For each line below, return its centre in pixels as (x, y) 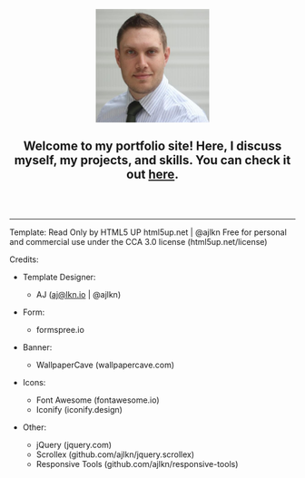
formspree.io (60, 329)
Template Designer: (59, 277)
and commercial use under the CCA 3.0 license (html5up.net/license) (138, 241)
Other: (34, 427)
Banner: (37, 347)
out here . (152, 175)
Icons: (34, 382)
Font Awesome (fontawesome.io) (98, 400)
